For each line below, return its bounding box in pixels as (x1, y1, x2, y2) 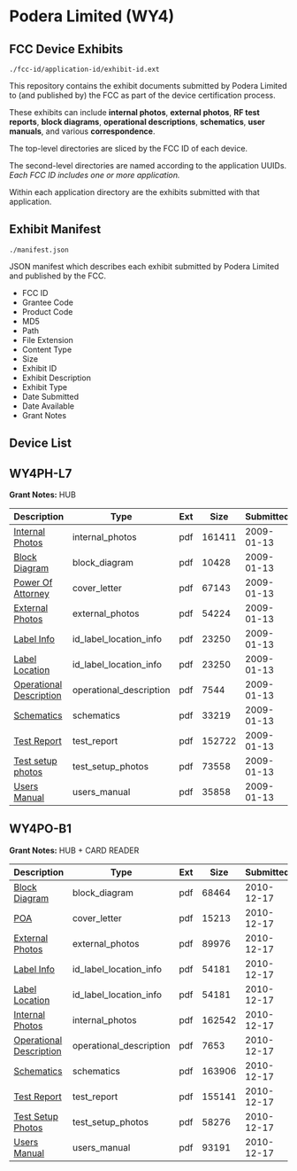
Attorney (13, 588, 50, 600)
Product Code (21, 306, 73, 316)
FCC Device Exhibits (9, 42, 124, 57)
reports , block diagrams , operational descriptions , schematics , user (9, 117, 265, 127)
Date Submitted (21, 391, 80, 402)
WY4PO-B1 (9, 822, 72, 837)
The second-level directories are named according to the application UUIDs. (9, 160, 287, 170)
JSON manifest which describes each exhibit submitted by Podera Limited (9, 261, 280, 271)
